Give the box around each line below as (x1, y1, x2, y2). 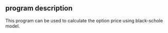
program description (5, 4, 73, 13)
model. (5, 23, 20, 29)
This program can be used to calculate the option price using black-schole (5, 17, 163, 23)
